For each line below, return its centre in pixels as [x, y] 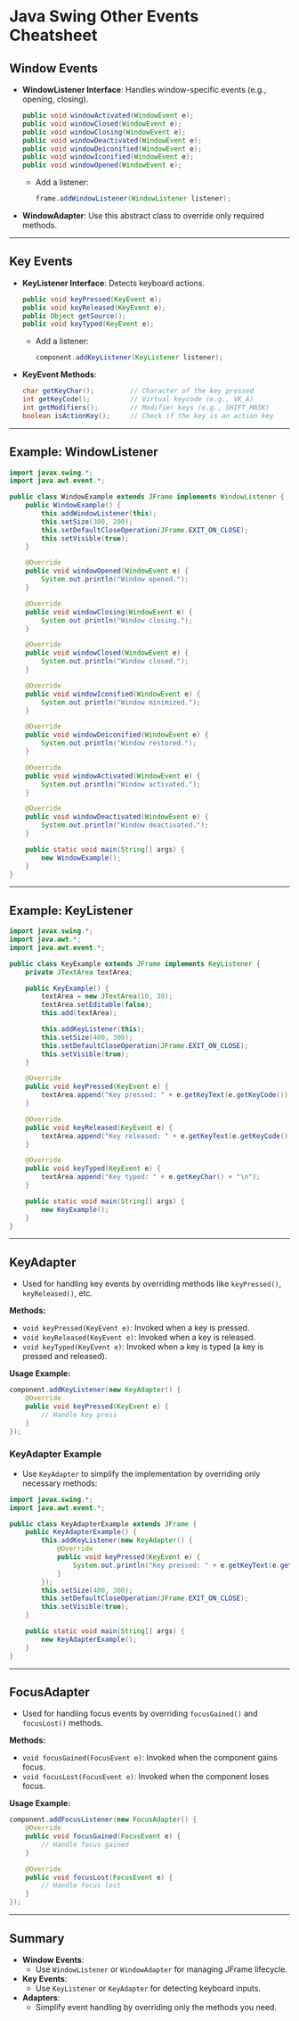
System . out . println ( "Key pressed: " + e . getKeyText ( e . [176, 1565]
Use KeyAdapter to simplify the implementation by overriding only [141, 1473]
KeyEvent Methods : [59, 375]
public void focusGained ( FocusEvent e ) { [103, 1836]
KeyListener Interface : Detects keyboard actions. [113, 283]
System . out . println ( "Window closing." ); [117, 620]
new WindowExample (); [81, 858]
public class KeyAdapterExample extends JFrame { [103, 1524]
